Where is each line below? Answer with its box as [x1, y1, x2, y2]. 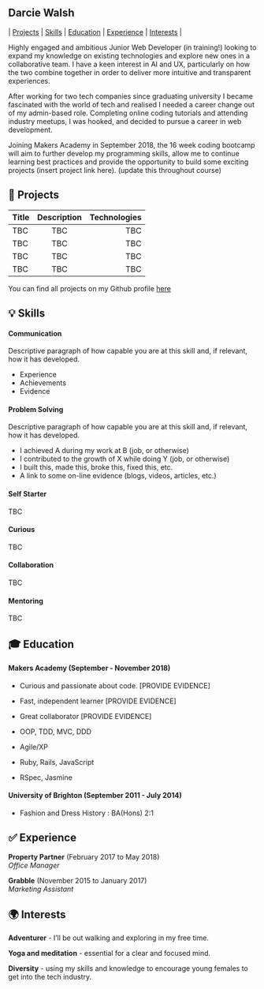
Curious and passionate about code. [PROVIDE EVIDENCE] [19, 680, 211, 690]
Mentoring [8, 596, 43, 605]
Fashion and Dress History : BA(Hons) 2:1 [19, 808, 154, 818]
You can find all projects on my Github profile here [8, 283, 172, 293]
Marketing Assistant [8, 884, 74, 893]
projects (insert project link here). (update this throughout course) [8, 165, 222, 174]
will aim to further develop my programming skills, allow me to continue [8, 148, 240, 158]
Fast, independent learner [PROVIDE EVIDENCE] [19, 696, 177, 706]
